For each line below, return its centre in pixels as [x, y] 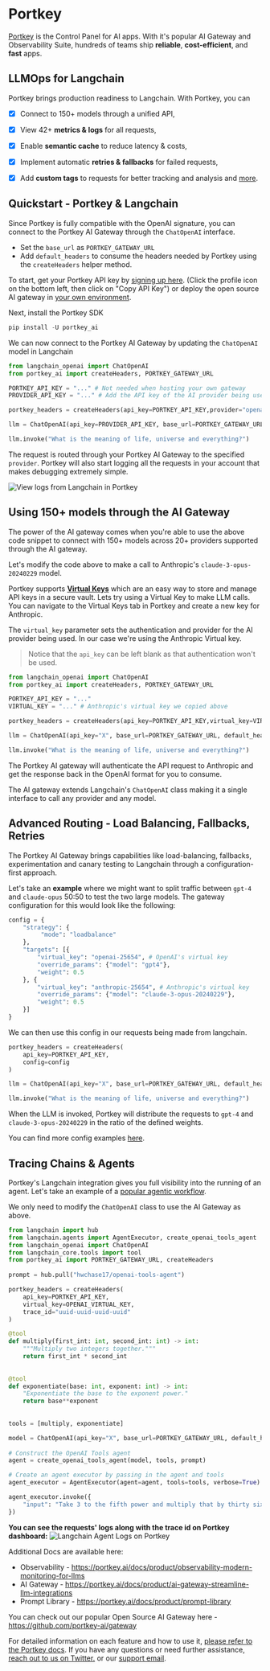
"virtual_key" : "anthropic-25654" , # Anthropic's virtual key [143, 987]
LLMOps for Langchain [66, 78]
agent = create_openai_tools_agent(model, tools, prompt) [107, 1460]
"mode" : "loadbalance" [78, 935]
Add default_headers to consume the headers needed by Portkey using [138, 256]
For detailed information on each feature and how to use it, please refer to [131, 1640]
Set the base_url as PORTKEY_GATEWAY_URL [87, 247]
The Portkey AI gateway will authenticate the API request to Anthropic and [131, 766]
